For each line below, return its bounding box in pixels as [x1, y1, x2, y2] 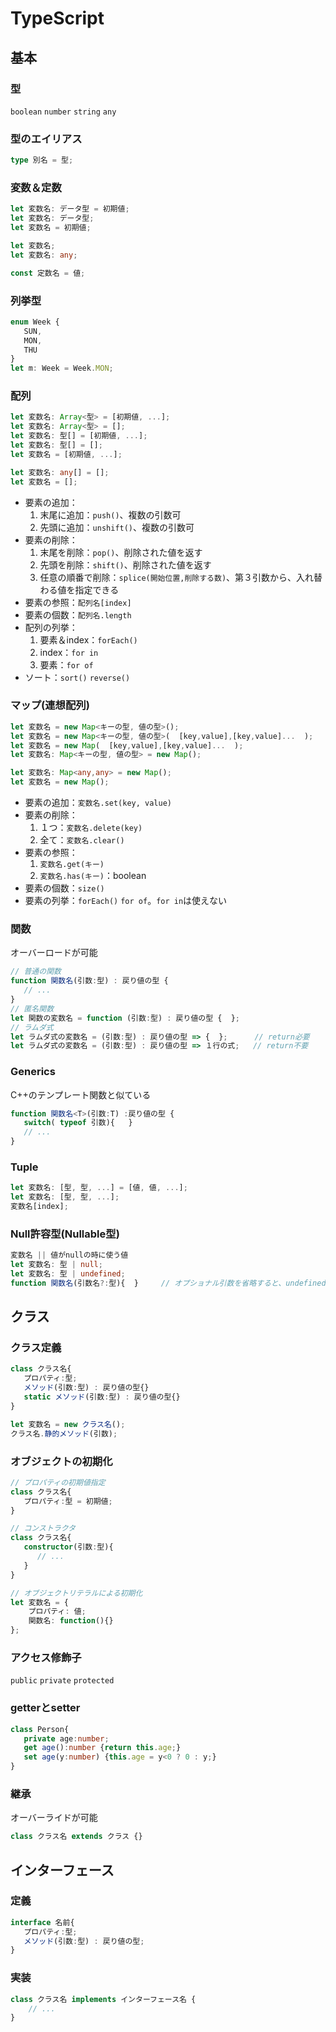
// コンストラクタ [10, 1523, 76, 1534]
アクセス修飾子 [10, 1650, 82, 1664]
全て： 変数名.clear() [39, 834, 125, 846]
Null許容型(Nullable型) [10, 1227, 120, 1241]
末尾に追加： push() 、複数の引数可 [39, 508, 182, 521]
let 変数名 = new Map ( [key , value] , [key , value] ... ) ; [10, 740, 244, 751]
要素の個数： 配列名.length [24, 608, 132, 621]
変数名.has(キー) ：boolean [39, 870, 147, 882]
